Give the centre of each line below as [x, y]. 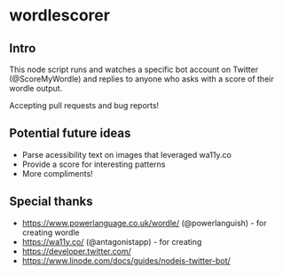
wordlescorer [60, 16]
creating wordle [51, 232]
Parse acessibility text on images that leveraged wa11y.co [127, 154]
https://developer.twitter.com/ [76, 251]
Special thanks [51, 202]
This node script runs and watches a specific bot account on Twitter [134, 69]
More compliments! [57, 173]
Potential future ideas [70, 134]
